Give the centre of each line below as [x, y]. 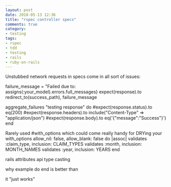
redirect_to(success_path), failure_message [51, 97]
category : [16, 29]
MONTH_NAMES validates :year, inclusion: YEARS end [63, 150]
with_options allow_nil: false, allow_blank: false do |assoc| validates [76, 139]
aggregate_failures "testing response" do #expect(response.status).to [79, 107]
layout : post [19, 10]
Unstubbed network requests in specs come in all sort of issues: [73, 76]
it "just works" [20, 179]
